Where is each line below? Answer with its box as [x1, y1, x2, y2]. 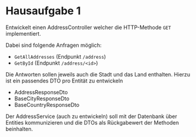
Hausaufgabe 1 [5, 4, 81, 18]
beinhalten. [5, 125, 33, 132]
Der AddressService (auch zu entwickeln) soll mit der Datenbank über [5, 113, 178, 120]
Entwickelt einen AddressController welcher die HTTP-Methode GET [5, 24, 171, 31]
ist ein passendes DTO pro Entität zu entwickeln [5, 77, 123, 84]
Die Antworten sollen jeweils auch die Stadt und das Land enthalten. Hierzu [5, 71, 191, 78]
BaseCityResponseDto [14, 95, 70, 102]
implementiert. [5, 30, 41, 37]
